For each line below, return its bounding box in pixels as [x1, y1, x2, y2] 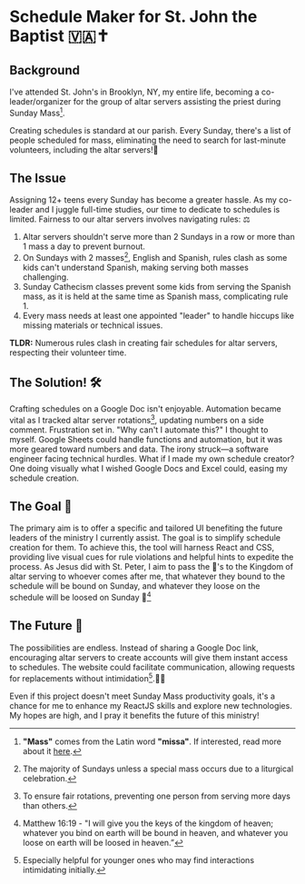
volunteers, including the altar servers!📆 [9, 144, 159, 155]
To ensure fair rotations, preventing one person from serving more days [22, 790, 290, 801]
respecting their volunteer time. [9, 347, 127, 358]
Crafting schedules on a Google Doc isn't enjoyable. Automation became [9, 402, 281, 414]
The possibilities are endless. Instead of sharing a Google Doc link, [9, 642, 259, 653]
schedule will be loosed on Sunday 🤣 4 [9, 591, 152, 603]
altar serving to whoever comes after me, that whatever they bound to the [9, 571, 286, 582]
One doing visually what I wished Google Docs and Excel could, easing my [9, 462, 288, 473]
